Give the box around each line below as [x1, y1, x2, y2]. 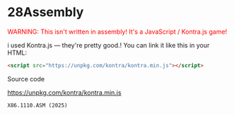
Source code [7, 74, 45, 83]
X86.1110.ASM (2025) [7, 102, 69, 109]
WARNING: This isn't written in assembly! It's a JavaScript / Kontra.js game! [7, 27, 228, 36]
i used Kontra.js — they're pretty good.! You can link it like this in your [7, 41, 210, 49]
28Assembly [7, 4, 84, 20]
